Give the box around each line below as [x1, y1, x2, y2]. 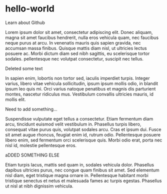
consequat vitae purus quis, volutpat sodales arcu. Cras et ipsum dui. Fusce [5, 126, 161, 132]
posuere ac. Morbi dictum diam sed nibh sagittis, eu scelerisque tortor [5, 50, 150, 56]
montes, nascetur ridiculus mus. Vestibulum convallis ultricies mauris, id [5, 91, 154, 97]
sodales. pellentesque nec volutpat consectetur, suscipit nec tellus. [5, 55, 144, 61]
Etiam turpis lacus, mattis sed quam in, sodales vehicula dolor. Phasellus [5, 161, 154, 167]
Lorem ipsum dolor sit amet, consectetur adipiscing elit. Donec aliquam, [5, 29, 153, 35]
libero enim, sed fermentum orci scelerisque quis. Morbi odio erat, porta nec [5, 137, 162, 143]
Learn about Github [5, 19, 45, 25]
